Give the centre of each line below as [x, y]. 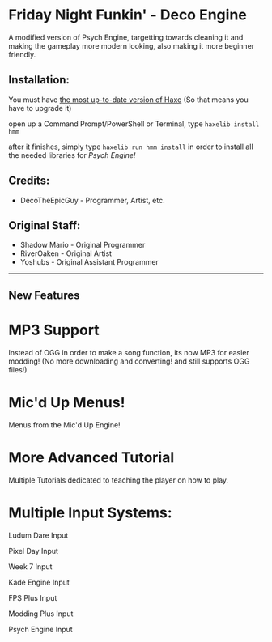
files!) [18, 369]
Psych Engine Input [40, 629]
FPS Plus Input [33, 597]
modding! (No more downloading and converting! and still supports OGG [129, 361]
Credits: [29, 181]
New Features [44, 295]
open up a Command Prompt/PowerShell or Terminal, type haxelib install [134, 124]
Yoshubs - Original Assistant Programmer [89, 262]
